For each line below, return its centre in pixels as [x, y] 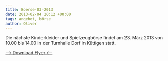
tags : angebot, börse [28, 19]
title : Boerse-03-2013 [29, 10]
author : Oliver [21, 24]
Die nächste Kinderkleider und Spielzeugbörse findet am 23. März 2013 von [84, 38]
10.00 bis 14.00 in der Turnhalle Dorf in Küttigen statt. [61, 43]
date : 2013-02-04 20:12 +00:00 [38, 14]
